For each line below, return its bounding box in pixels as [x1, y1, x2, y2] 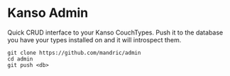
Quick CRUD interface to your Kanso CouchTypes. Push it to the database [7, 28, 224, 37]
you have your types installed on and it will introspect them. [7, 35, 182, 44]
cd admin [7, 55, 33, 63]
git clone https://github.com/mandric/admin [7, 49, 141, 56]
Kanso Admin [7, 5, 89, 21]
